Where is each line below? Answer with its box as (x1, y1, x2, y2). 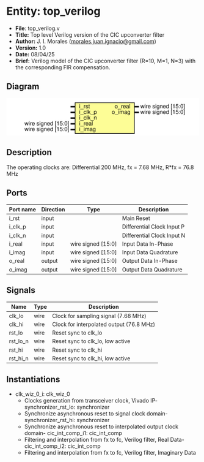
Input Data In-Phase (122, 240, 173, 248)
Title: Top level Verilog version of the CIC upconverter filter (15, 31, 165, 38)
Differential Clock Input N (122, 232, 186, 239)
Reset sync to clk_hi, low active (52, 354, 131, 362)
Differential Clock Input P (122, 223, 185, 230)
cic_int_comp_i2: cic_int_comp (24, 442, 101, 450)
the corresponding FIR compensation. (15, 63, 111, 71)
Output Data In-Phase (122, 257, 178, 265)
